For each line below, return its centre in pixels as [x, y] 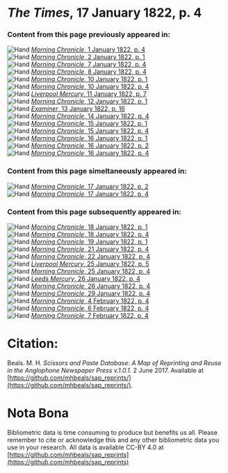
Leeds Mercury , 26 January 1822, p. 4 [86, 279]
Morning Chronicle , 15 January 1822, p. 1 [89, 124]
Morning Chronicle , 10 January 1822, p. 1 [89, 79]
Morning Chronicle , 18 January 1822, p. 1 [89, 227]
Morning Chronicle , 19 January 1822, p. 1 [89, 242]
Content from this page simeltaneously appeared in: [97, 171]
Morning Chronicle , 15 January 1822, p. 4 [90, 131]
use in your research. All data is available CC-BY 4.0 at [85, 447]
